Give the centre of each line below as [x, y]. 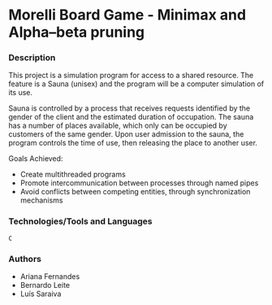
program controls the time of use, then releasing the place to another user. [133, 143]
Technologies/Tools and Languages [80, 221]
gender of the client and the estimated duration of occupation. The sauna [131, 117]
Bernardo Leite [45, 285]
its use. [21, 93]
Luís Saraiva [41, 294]
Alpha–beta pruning [77, 32]
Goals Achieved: [36, 159]
